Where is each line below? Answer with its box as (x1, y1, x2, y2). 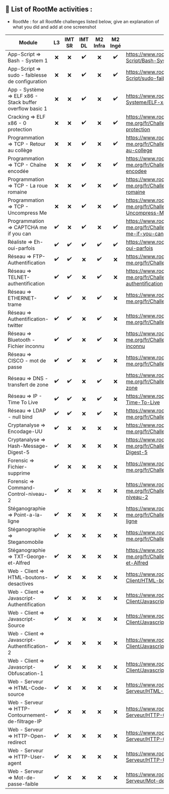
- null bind (8, 413, 33, 420)
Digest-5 (8, 448, 30, 455)
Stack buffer (8, 99, 37, 106)
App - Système (8, 86, 44, 93)
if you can (8, 230, 31, 237)
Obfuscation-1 (8, 670, 44, 677)
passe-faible (8, 780, 39, 787)
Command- (8, 484, 36, 491)
